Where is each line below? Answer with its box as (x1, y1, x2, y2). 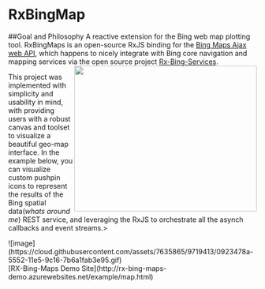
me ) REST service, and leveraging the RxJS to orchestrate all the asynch (8, 215, 244, 224)
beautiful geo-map (8, 139, 69, 148)
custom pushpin (8, 172, 61, 182)
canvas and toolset (8, 122, 70, 132)
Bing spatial (8, 197, 47, 207)
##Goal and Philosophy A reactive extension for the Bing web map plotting (8, 32, 251, 41)
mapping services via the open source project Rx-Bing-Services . (8, 57, 218, 66)
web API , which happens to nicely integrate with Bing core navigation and (8, 48, 248, 58)
